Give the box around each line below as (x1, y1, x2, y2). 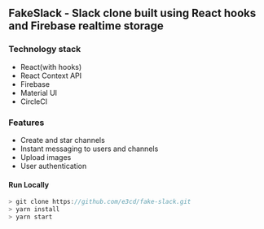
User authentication (20, 161, 87, 171)
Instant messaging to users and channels (20, 144, 159, 153)
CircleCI (20, 97, 47, 106)
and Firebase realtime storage (8, 19, 165, 33)
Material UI (20, 88, 58, 97)
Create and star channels (20, 135, 106, 145)
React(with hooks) (20, 62, 82, 71)
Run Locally (8, 179, 50, 189)
